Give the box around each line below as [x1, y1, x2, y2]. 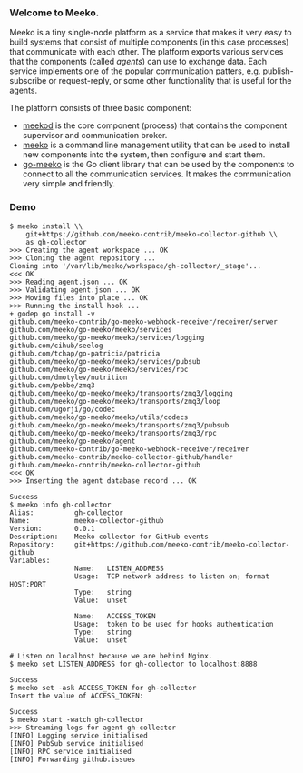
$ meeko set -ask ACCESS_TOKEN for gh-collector [9, 683, 197, 692]
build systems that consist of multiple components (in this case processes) [9, 36, 289, 47]
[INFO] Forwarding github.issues [9, 755, 136, 764]
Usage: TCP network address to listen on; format [73, 571, 270, 581]
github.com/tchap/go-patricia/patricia [9, 348, 161, 358]
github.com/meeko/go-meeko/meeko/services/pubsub [9, 356, 201, 366]
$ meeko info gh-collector [9, 500, 112, 509]
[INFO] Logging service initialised [9, 730, 148, 740]
